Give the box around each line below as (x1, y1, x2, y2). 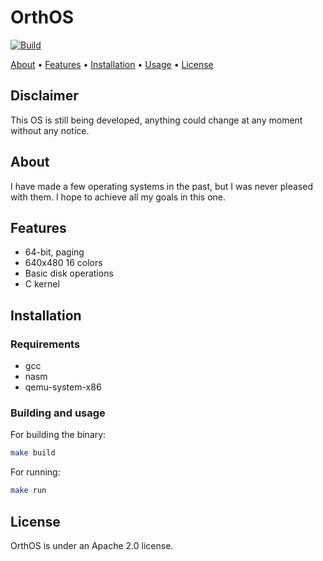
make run (10, 486, 47, 496)
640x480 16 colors (24, 257, 103, 269)
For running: (10, 466, 61, 478)
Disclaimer (10, 87, 79, 105)
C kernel (24, 278, 60, 290)
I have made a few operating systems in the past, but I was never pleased (10, 180, 314, 192)
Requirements (10, 337, 81, 351)
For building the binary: (10, 429, 107, 441)
